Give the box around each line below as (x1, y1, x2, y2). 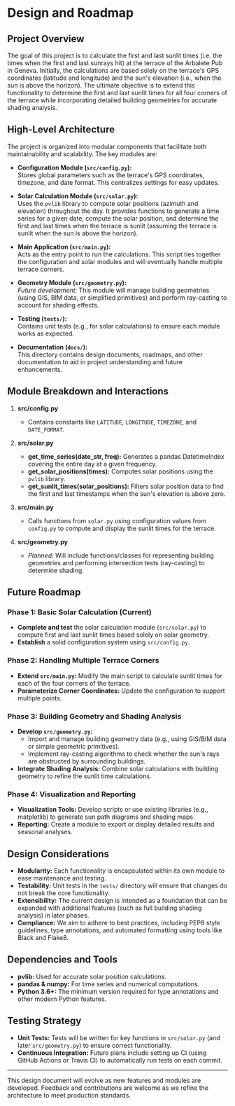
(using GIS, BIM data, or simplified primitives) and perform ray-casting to (17, 293, 227, 302)
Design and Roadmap (7, 5, 134, 21)
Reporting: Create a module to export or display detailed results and (17, 820, 215, 829)
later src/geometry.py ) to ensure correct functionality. (17, 1041, 173, 1049)
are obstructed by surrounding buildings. (27, 756, 146, 765)
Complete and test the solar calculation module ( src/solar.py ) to (17, 623, 206, 632)
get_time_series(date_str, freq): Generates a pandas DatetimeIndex (27, 452, 225, 460)
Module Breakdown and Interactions (7, 385, 169, 397)
